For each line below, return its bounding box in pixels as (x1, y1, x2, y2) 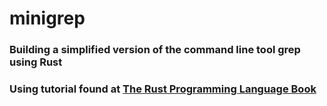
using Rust (9, 55, 63, 69)
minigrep (9, 7, 86, 30)
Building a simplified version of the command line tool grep (9, 43, 301, 57)
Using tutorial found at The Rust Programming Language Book (9, 82, 317, 96)
